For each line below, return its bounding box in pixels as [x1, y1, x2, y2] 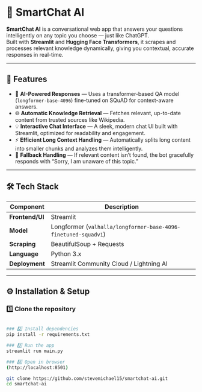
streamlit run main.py [6, 348, 63, 354]
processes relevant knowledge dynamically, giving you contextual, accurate [6, 45, 194, 52]
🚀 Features [6, 74, 47, 84]
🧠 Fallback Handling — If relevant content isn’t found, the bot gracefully [14, 151, 194, 159]
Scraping [9, 239, 36, 248]
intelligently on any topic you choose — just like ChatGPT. [6, 31, 149, 39]
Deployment [9, 259, 45, 268]
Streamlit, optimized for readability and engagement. [14, 129, 145, 136]
